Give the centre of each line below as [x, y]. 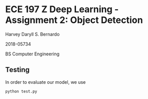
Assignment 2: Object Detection [74, 20]
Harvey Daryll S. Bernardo [32, 34]
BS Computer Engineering [32, 54]
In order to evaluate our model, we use [46, 82]
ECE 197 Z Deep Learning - [62, 9]
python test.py [21, 91]
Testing [17, 70]
